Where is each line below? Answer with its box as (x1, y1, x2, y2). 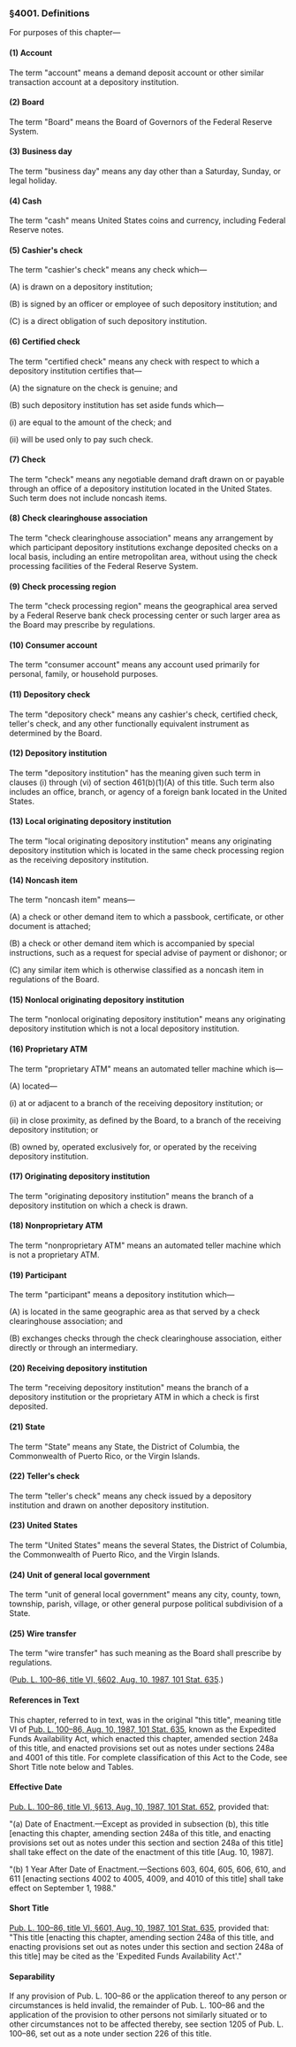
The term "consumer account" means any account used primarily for (9, 659, 261, 670)
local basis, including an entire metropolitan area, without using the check (9, 551, 278, 562)
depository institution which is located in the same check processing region (9, 844, 285, 856)
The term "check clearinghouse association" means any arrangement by (9, 532, 274, 543)
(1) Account (9, 47, 53, 58)
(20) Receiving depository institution (9, 1362, 148, 1374)
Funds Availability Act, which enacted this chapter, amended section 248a (9, 1733, 278, 1743)
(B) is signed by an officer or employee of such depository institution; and (9, 299, 277, 310)
